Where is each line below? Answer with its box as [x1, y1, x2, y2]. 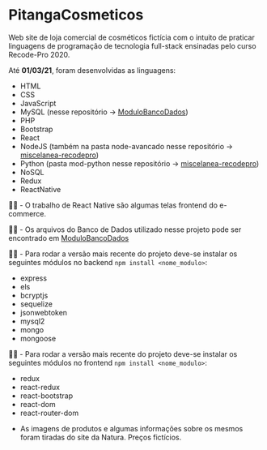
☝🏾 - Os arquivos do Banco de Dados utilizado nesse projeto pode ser [8, 225, 242, 234]
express [19, 273, 47, 283]
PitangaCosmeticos [8, 6, 144, 24]
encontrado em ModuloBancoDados [8, 233, 129, 242]
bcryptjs [19, 290, 49, 300]
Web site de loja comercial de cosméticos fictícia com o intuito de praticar [8, 32, 255, 42]
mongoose [19, 333, 57, 343]
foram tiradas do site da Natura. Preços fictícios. [19, 432, 182, 442]
